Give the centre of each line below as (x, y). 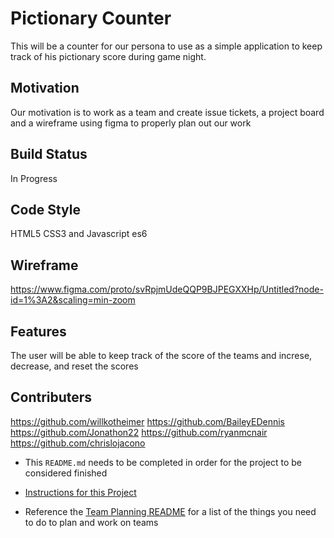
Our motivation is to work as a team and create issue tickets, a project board (167, 112)
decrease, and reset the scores (74, 366)
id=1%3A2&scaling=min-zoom (73, 300)
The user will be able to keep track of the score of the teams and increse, (161, 355)
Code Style (45, 209)
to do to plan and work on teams (91, 522)
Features (38, 331)
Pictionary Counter (91, 18)
